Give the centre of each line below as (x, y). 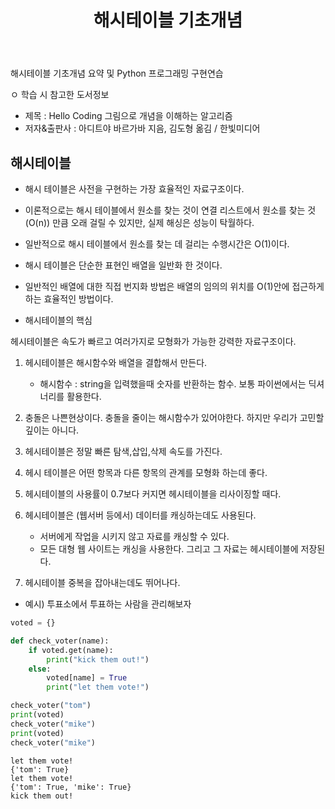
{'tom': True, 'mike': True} (71, 787)
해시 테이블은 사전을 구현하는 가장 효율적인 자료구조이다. (134, 189)
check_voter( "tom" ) (51, 706)
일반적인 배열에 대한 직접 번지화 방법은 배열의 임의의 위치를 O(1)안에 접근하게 (174, 286)
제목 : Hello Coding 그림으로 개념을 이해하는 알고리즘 (128, 116)
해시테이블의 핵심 (58, 320)
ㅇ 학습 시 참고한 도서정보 (60, 95)
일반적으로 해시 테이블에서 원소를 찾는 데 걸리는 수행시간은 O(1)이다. (157, 244)
